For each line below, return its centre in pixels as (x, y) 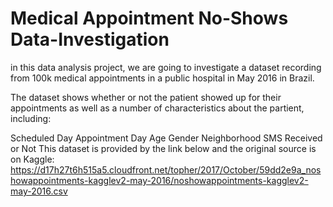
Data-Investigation (90, 39)
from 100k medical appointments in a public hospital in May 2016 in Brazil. (162, 78)
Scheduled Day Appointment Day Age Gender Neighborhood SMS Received (166, 138)
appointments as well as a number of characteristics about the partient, (157, 108)
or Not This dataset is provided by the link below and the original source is (163, 148)
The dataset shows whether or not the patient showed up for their (146, 97)
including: (31, 118)
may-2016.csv (39, 191)
